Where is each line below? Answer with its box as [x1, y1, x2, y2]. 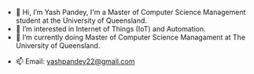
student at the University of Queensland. [15, 16, 148, 25]
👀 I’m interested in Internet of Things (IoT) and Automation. [15, 24, 206, 33]
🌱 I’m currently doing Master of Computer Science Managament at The [15, 32, 246, 42]
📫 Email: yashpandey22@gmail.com [15, 57, 135, 66]
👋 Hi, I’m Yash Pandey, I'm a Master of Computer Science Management [15, 8, 246, 17]
